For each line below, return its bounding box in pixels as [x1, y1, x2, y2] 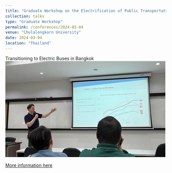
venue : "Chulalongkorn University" [5, 30, 81, 35]
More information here [5, 162, 53, 168]
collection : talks [5, 13, 45, 19]
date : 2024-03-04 [5, 35, 42, 40]
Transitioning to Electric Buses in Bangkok [5, 55, 94, 61]
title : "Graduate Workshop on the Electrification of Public [5, 8, 139, 13]
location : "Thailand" [5, 41, 52, 46]
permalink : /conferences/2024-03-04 [5, 25, 83, 30]
